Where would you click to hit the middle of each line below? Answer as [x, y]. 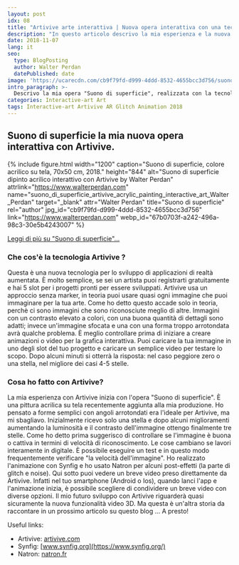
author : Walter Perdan [47, 67]
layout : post [27, 14]
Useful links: [26, 525]
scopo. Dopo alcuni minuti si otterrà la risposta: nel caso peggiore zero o [114, 356]
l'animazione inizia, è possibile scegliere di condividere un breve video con [117, 489]
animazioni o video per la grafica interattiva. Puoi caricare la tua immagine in [119, 340]
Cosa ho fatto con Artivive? [55, 382]
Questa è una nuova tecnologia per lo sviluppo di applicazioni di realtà [110, 273]
